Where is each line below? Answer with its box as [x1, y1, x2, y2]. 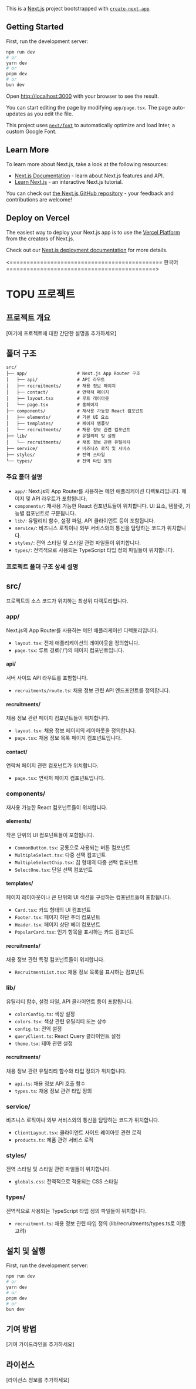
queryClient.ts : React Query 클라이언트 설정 [14, 1032, 121, 1039]
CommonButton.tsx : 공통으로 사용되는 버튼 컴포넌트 [14, 844, 131, 851]
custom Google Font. [6, 128, 57, 135]
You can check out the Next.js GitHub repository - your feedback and [6, 190, 174, 197]
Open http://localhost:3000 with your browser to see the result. [6, 92, 160, 100]
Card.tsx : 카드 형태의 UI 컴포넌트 [14, 907, 91, 914]
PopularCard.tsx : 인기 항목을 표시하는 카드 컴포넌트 [14, 928, 134, 935]
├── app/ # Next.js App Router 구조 [6, 371, 141, 376]
